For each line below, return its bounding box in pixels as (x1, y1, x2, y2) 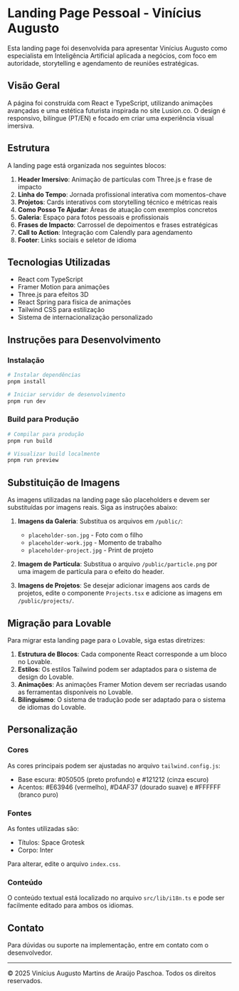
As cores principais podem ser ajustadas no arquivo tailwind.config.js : (7, 761, 221, 770)
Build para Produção (7, 414, 80, 424)
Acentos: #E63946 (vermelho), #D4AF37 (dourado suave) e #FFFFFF (17, 783, 221, 791)
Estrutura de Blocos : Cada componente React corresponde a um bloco (17, 650, 228, 658)
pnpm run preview (7, 457, 59, 464)
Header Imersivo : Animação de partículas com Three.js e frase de (17, 175, 213, 183)
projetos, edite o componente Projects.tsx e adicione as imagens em (17, 589, 223, 598)
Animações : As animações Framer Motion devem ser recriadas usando (17, 680, 227, 688)
